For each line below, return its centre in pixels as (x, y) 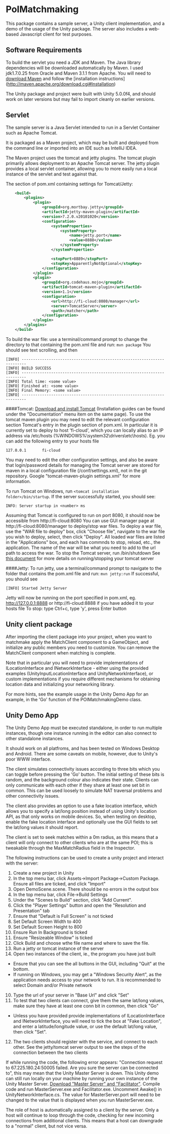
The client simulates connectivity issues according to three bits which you (83, 769)
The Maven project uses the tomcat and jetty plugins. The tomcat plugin (81, 158)
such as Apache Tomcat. (32, 132)
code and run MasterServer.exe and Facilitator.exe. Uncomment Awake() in (84, 1089)
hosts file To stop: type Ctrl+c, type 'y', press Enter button (66, 608)
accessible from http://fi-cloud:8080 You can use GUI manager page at (80, 521)
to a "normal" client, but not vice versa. (47, 1126)
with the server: (22, 863)
